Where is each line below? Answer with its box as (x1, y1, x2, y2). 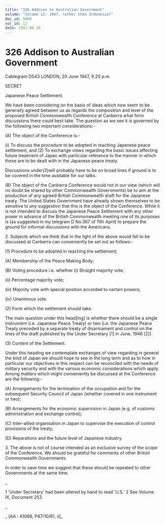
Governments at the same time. (5, 470, 69, 476)
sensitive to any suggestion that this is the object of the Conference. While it (5, 203, 160, 209)
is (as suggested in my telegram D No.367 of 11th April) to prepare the (5, 219, 147, 225)
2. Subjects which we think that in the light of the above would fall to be (5, 233, 150, 239)
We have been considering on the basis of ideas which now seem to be (5, 102, 150, 108)
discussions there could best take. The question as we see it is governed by (5, 118, 159, 124)
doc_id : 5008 (5, 16, 32, 21)
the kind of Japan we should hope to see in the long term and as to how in (5, 355, 156, 361)
